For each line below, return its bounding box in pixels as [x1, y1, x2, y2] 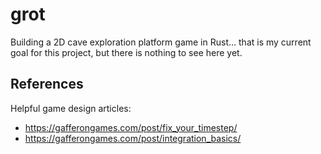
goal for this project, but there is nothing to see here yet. [10, 46, 243, 58]
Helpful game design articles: [10, 102, 132, 114]
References [10, 76, 84, 93]
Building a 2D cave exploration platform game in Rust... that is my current [10, 36, 312, 48]
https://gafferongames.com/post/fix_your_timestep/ [24, 121, 238, 133]
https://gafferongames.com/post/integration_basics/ [24, 132, 242, 144]
